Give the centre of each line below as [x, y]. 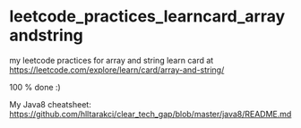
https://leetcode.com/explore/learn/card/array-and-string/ [117, 70]
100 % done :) [35, 87]
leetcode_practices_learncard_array [147, 17]
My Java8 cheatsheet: [50, 104]
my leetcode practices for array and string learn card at [112, 60]
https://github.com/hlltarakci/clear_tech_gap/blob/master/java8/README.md [150, 114]
